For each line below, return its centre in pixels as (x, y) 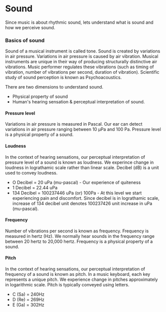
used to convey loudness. (31, 173)
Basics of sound (25, 40)
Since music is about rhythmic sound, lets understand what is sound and (79, 22)
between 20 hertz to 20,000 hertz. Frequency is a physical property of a (79, 241)
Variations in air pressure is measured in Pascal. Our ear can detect (74, 124)
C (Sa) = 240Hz (28, 294)
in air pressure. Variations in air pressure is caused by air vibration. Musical (82, 56)
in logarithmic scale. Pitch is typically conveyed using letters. (67, 285)
